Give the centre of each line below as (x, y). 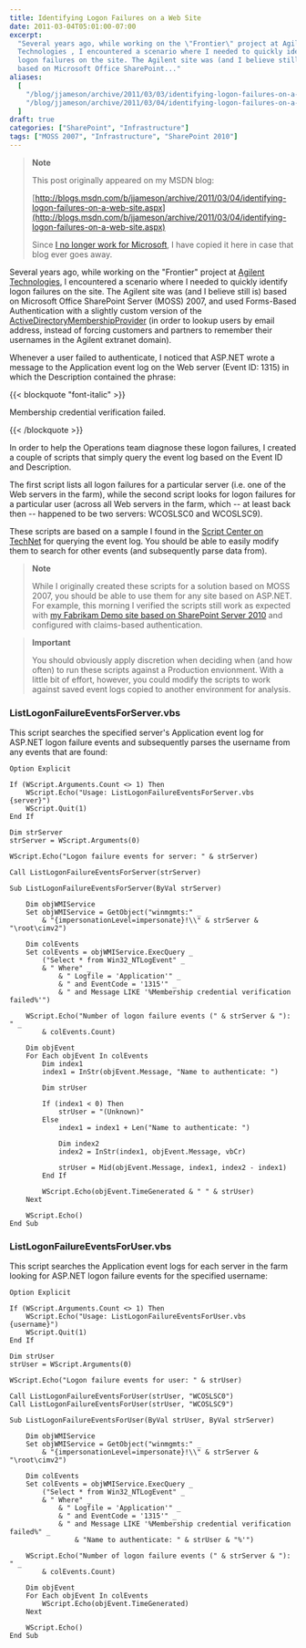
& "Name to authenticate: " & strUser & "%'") (164, 1540)
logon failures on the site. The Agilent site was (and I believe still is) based (148, 291)
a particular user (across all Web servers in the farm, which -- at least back (150, 503)
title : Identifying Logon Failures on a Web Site (106, 18)
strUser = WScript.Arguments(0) (71, 1364)
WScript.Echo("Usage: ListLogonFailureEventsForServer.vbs (140, 793)
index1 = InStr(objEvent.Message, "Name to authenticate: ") (161, 1073)
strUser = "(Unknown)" (101, 1112)
